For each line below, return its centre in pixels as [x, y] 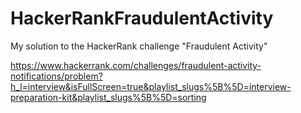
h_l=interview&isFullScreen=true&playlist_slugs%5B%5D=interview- [151, 86]
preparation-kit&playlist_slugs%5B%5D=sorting [108, 97]
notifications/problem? [56, 76]
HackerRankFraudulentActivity [142, 18]
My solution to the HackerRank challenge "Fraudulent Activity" [139, 46]
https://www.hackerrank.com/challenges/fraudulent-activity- [136, 65]
